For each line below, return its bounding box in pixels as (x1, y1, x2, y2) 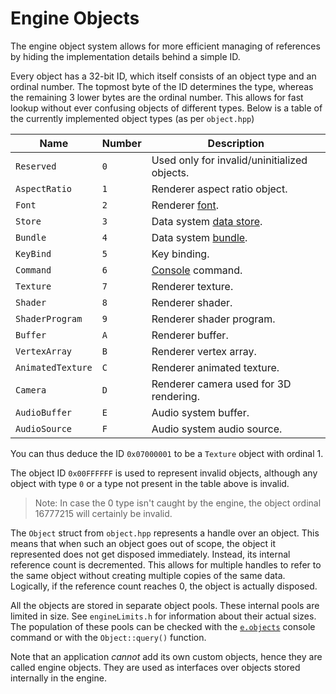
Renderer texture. (151, 279, 234, 293)
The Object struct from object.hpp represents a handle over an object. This (10, 527, 320, 539)
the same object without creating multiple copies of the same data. (10, 569, 286, 581)
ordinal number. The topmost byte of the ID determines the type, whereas (10, 80, 314, 92)
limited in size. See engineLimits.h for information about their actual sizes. (10, 610, 317, 622)
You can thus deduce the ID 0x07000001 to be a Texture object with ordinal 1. (10, 447, 324, 459)
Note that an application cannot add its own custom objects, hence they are (10, 650, 323, 662)
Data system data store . (151, 214, 263, 228)
